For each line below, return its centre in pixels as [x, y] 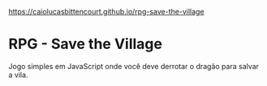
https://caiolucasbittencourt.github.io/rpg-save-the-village [106, 12]
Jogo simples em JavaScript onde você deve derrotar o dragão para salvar [134, 66]
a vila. [18, 75]
